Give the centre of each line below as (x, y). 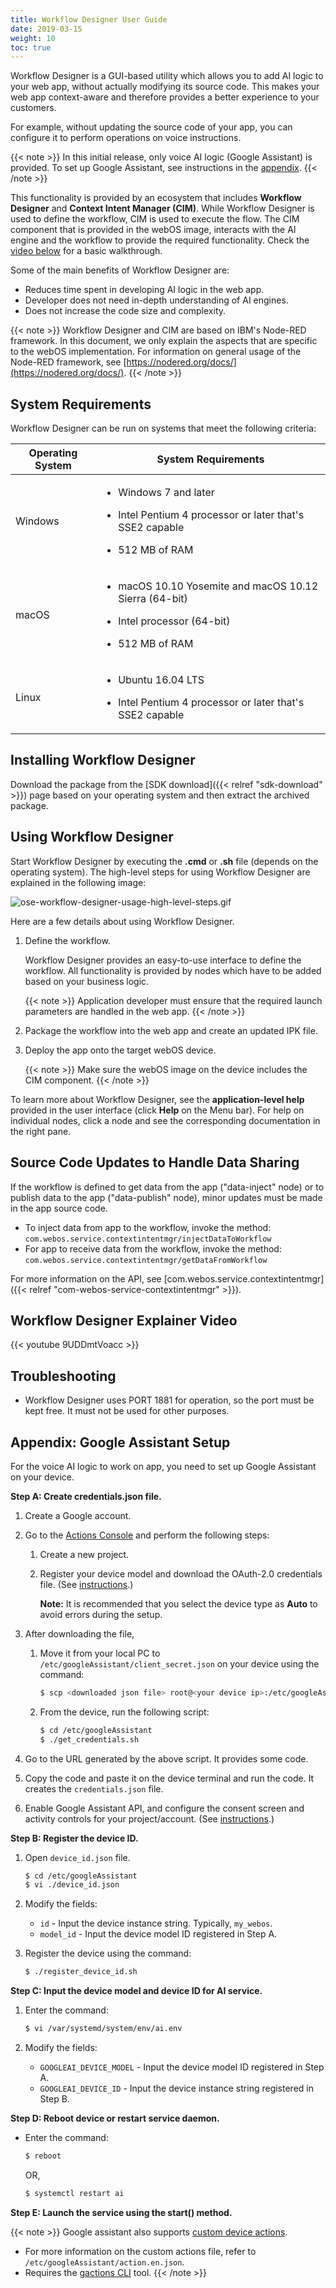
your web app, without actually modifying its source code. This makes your (165, 87)
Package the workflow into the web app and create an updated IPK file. (171, 1030)
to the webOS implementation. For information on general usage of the (156, 352)
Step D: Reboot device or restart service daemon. (115, 2118)
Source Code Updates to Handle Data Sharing (155, 1162)
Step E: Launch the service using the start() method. (121, 2212)
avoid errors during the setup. (101, 1614)
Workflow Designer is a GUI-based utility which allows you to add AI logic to (167, 76)
